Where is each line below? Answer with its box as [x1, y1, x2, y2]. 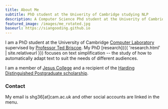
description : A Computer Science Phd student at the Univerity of [5, 16, 146, 21]
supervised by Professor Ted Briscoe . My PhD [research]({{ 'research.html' [5, 45, 160, 51]
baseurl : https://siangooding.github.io [5, 26, 91, 31]
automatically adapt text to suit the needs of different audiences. [5, 55, 138, 61]
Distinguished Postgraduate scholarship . [5, 70, 89, 76]
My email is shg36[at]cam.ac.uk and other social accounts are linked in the [5, 94, 160, 100]
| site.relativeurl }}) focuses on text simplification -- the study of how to [5, 50, 152, 56]
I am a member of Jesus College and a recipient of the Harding [5, 65, 135, 71]
